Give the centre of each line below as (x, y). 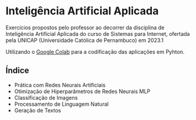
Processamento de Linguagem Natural (61, 104)
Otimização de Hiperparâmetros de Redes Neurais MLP (82, 91)
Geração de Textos (38, 110)
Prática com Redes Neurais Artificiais (60, 85)
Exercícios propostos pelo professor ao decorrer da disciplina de (85, 27)
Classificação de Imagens (46, 97)
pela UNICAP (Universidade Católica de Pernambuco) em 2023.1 (85, 40)
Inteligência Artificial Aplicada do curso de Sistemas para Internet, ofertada (98, 33)
